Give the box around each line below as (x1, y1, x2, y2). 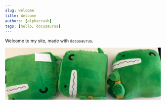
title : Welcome (5, 13, 37, 18)
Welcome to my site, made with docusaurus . (5, 38, 94, 44)
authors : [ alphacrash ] (5, 18, 52, 23)
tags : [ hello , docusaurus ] (5, 24, 61, 29)
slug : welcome (5, 8, 35, 13)
